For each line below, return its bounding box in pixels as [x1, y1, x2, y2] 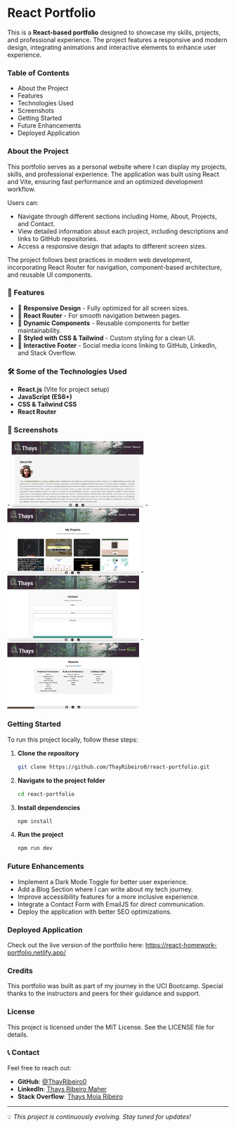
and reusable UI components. [7, 270, 93, 279]
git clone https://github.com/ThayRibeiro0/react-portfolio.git [17, 763, 210, 770]
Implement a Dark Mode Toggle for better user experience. [17, 877, 188, 886]
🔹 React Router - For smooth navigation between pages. [17, 311, 181, 320]
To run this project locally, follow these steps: [7, 735, 138, 744]
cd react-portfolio [17, 790, 75, 798]
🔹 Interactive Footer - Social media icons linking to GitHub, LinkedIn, [17, 341, 217, 349]
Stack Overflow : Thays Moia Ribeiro [17, 1092, 124, 1101]
